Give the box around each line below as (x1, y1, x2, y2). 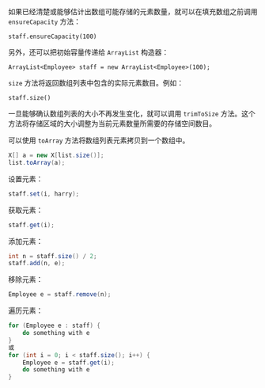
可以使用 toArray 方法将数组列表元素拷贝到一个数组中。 (8, 135, 190, 145)
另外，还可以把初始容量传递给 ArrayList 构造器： (8, 48, 169, 57)
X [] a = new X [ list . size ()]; (8, 151, 104, 159)
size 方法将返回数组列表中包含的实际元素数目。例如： (8, 78, 184, 87)
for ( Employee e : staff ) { (8, 321, 101, 330)
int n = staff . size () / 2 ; (8, 252, 97, 260)
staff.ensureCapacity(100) (8, 32, 97, 40)
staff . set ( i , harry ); (8, 189, 80, 198)
